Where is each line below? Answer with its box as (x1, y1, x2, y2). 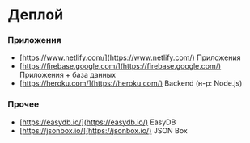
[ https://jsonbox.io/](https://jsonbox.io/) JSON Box (19, 125, 188, 135)
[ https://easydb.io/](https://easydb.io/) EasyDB (19, 117, 176, 127)
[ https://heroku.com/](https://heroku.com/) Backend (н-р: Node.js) (19, 78, 243, 88)
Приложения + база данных (19, 70, 117, 80)
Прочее (7, 99, 40, 110)
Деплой (7, 6, 64, 24)
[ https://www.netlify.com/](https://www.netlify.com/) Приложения (19, 53, 241, 62)
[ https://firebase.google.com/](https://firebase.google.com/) (19, 61, 222, 71)
